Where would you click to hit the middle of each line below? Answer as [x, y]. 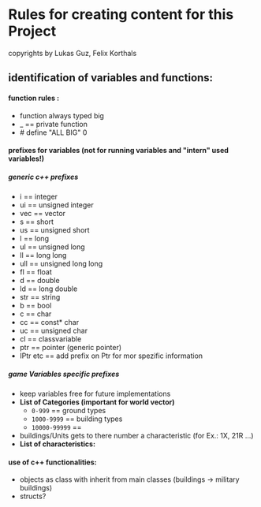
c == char [35, 314]
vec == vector [42, 214]
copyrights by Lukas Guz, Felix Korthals [73, 53]
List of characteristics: [58, 444]
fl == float [36, 272]
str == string [40, 297]
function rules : [34, 98]
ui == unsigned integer [57, 205]
